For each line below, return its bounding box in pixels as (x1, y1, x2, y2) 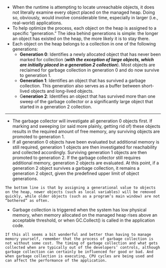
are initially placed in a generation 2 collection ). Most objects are (19, 62, 156, 68)
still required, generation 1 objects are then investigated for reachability (12, 144, 157, 150)
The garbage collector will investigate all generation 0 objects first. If (12, 118, 153, 124)
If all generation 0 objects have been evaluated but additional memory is (12, 139, 160, 145)
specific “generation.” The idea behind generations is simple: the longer (12, 31, 159, 36)
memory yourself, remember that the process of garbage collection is (5, 236, 154, 241)
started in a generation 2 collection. (19, 104, 92, 110)
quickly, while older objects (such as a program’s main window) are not (5, 194, 161, 199)
